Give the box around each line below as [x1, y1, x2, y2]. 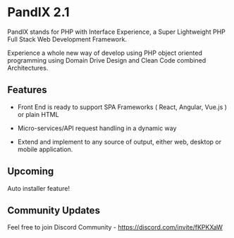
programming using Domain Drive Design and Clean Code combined [7, 56, 207, 64]
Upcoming [7, 165, 54, 177]
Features [7, 84, 47, 96]
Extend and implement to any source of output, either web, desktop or [17, 137, 222, 146]
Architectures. [7, 63, 49, 72]
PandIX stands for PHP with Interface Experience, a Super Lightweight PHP [7, 27, 226, 36]
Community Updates [7, 204, 101, 216]
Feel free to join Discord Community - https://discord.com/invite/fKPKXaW [7, 223, 223, 232]
